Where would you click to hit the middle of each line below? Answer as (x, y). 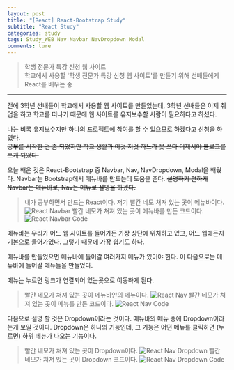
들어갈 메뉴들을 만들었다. (59, 265)
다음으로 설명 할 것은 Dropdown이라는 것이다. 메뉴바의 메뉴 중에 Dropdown (110, 318)
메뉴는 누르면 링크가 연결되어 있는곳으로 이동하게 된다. (81, 280)
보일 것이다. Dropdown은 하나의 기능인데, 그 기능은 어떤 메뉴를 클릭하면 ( (119, 327)
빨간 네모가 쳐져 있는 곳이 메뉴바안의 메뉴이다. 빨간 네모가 (121, 295)
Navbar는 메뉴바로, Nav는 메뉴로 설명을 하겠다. (72, 187)
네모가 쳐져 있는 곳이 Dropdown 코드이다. (81, 359)
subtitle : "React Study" (43, 26)
